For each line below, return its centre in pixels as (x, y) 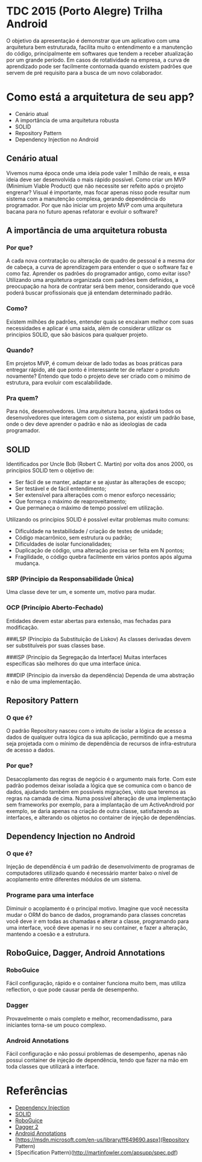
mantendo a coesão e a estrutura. (48, 934)
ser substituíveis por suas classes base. (56, 645)
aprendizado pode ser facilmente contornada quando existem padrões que (99, 66)
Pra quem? (22, 398)
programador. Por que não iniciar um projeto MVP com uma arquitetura (94, 205)
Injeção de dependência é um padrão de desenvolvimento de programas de (100, 867)
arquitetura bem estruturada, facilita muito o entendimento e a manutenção (99, 47)
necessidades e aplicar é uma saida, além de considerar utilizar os (89, 328)
